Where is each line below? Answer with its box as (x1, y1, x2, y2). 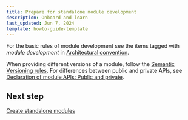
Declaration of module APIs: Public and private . (6, 73, 124, 81)
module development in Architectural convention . (6, 49, 129, 56)
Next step (6, 91, 44, 101)
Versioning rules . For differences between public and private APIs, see (6, 67, 183, 75)
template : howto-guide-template (6, 25, 88, 32)
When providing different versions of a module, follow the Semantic (6, 61, 175, 68)
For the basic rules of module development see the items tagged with (6, 42, 180, 50)
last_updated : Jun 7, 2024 (6, 20, 75, 26)
